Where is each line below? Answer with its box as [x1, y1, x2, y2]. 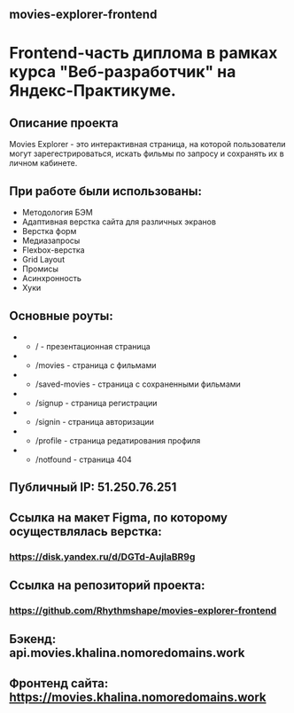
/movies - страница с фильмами [35, 360, 157, 371]
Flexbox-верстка [21, 245, 86, 255]
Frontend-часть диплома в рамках [9, 43, 278, 63]
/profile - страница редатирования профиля [35, 435, 201, 446]
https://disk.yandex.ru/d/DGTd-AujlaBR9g [9, 550, 196, 562]
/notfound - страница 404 [35, 454, 133, 465]
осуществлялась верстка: [9, 523, 162, 539]
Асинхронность [21, 273, 82, 284]
